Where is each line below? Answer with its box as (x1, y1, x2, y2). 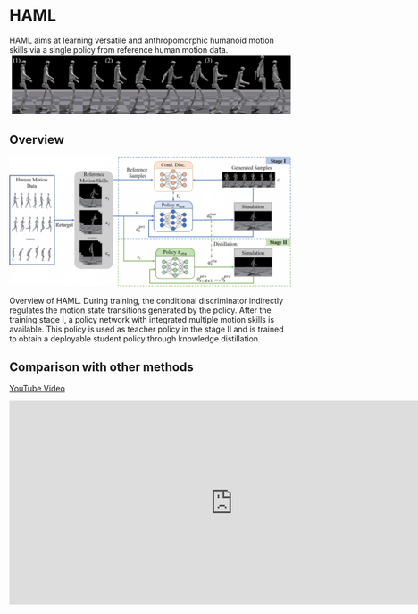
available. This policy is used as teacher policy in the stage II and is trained (9, 324, 284, 335)
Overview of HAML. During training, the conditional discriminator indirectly (9, 296, 284, 307)
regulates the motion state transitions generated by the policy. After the (9, 305, 272, 315)
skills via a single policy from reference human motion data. (9, 44, 229, 55)
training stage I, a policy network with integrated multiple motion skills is (9, 315, 275, 325)
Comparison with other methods (9, 359, 194, 374)
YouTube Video (9, 383, 65, 394)
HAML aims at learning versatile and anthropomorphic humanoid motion (9, 35, 274, 46)
